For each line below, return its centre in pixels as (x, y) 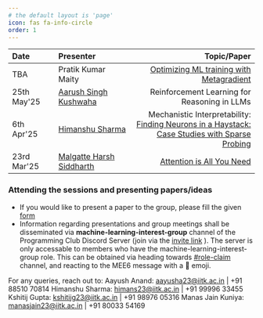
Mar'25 (26, 167)
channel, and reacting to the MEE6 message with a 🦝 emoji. (115, 265)
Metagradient (226, 79)
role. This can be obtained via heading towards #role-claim (135, 257)
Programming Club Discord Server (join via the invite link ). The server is (136, 240)
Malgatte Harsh (86, 157)
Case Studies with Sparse (204, 134)
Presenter (77, 56)
